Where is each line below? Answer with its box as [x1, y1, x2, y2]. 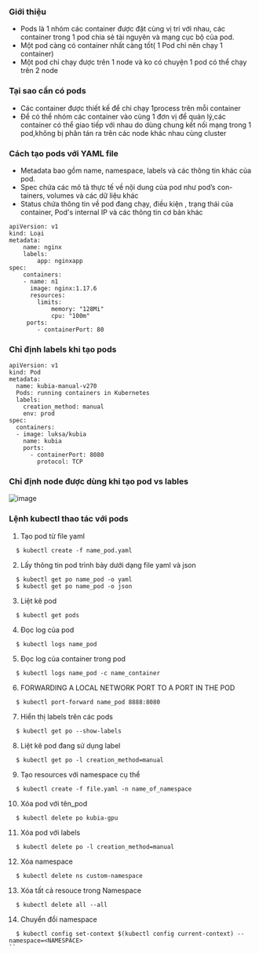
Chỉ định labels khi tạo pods [9, 344, 117, 355]
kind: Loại [9, 229, 45, 237]
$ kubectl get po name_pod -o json [16, 582, 133, 590]
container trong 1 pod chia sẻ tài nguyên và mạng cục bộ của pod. [20, 32, 235, 42]
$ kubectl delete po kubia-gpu [16, 813, 119, 822]
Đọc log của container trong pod [20, 654, 126, 663]
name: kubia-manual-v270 [16, 382, 97, 390]
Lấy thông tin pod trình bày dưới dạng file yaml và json [20, 560, 196, 569]
